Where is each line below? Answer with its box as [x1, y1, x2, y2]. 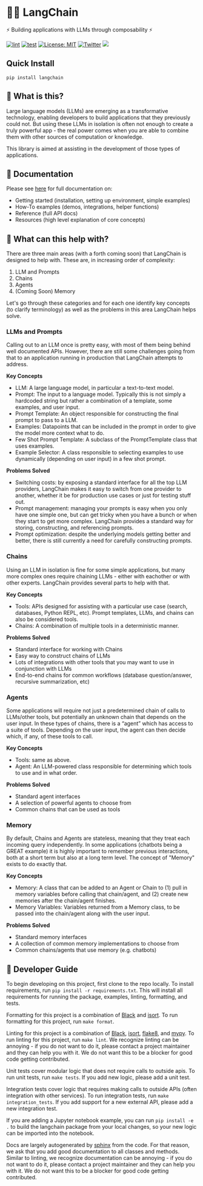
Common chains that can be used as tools [15, 806, 121, 813]
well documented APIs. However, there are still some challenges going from [6, 348, 195, 355]
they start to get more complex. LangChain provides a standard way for [15, 518, 194, 525]
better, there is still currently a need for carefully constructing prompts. [15, 537, 193, 544]
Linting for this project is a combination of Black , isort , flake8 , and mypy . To [6, 1030, 195, 1037]
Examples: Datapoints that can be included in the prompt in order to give [15, 423, 196, 431]
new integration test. [6, 1105, 58, 1112]
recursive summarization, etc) [15, 678, 90, 685]
